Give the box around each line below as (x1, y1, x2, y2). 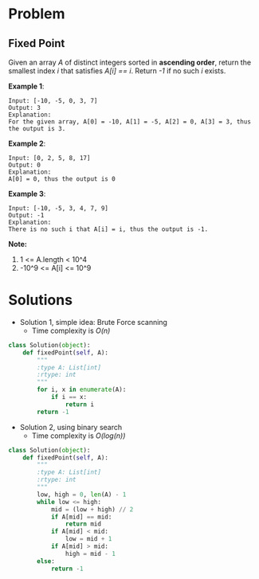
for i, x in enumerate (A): (37, 385, 127, 394)
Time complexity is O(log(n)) (31, 431, 126, 440)
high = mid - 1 (65, 550, 116, 557)
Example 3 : (8, 189, 46, 198)
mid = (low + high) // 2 (50, 505, 134, 514)
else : (37, 557, 56, 565)
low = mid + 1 (65, 535, 112, 543)
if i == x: (50, 393, 88, 401)
